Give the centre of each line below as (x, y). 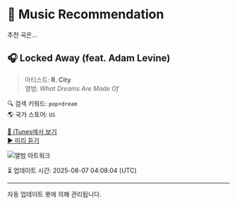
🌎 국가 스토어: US (31, 114)
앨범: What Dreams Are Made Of (72, 88)
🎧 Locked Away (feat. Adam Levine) (89, 58)
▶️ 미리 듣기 (24, 140)
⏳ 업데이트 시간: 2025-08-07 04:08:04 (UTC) (72, 170)
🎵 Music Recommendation (86, 14)
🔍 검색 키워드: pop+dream (42, 103)
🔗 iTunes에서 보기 (32, 131)
